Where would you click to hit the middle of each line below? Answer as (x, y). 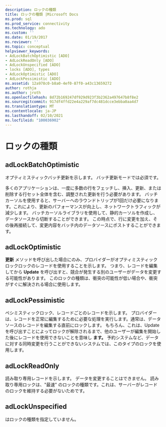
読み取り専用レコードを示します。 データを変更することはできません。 (77, 378)
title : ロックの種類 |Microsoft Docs (42, 14)
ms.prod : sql (19, 19)
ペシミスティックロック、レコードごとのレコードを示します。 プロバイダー (81, 313)
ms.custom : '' (20, 33)
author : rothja (21, 88)
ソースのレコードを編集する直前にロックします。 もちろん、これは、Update (82, 325)
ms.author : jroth (23, 93)
